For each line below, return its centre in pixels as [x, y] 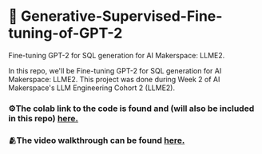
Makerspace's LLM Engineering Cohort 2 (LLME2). [92, 88]
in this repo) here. [43, 118]
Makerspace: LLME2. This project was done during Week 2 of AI [114, 79]
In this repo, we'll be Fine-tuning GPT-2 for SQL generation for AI [115, 70]
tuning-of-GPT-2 [65, 33]
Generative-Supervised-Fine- [122, 16]
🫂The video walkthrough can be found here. [97, 140]
